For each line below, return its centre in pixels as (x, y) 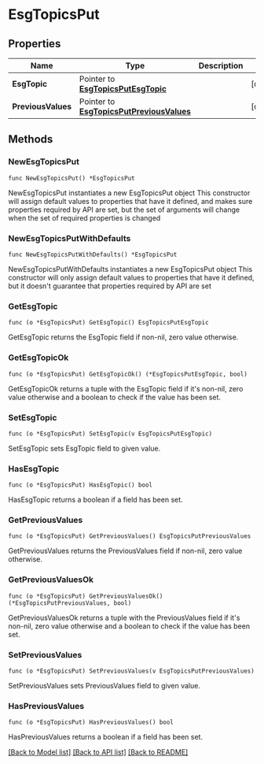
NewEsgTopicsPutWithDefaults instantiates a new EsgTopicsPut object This (130, 269)
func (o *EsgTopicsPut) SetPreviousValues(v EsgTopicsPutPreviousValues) (132, 671)
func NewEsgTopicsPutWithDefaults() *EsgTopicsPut (93, 254)
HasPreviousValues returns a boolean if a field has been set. (105, 737)
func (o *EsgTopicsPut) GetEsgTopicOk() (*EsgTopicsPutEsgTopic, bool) (128, 374)
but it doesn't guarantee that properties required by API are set (110, 286)
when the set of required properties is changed (84, 217)
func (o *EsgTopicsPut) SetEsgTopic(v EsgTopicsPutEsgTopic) (110, 434)
